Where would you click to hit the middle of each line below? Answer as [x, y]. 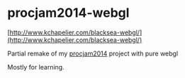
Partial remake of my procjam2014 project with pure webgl [93, 53]
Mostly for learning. [36, 67]
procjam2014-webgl [68, 13]
